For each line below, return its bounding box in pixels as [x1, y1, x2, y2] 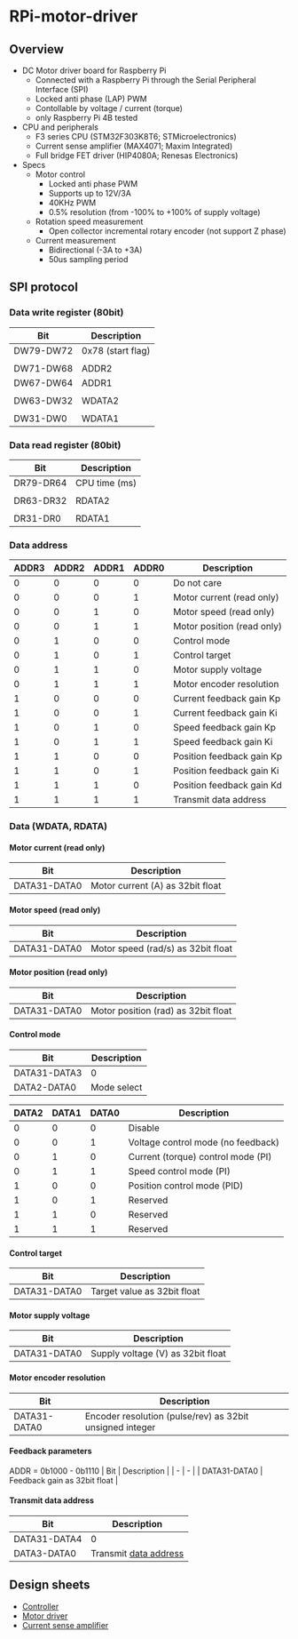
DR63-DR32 [13, 494, 67, 507]
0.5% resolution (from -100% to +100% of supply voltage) [48, 207, 261, 217]
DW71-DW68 [13, 362, 74, 374]
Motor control [35, 169, 86, 180]
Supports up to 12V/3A [48, 188, 131, 198]
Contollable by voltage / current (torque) [35, 103, 184, 113]
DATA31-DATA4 [13, 1533, 82, 1546]
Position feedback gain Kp [172, 750, 283, 763]
